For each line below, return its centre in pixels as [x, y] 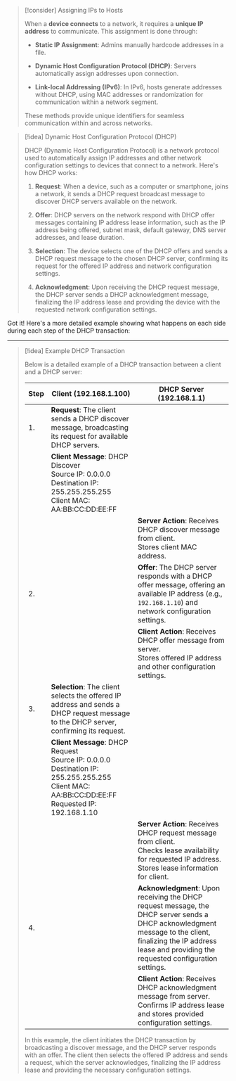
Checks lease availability [178, 850]
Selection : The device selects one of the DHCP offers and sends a [131, 251]
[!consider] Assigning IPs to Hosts [74, 10]
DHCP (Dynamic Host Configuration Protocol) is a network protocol [122, 150]
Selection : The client [85, 687]
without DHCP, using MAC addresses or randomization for [119, 95]
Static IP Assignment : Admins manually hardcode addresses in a [129, 45]
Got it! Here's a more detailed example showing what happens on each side [117, 323]
